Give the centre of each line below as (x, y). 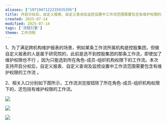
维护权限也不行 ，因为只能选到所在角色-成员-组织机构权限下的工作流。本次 (82, 60)
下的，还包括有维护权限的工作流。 (40, 89)
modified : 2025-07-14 (28, 24)
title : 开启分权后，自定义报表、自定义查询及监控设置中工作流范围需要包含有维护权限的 (83, 14)
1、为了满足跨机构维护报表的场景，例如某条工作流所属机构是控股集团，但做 (82, 47)
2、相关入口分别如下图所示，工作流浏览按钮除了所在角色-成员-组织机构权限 (83, 83)
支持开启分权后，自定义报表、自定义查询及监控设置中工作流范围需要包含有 (81, 66)
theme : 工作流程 (20, 33)
